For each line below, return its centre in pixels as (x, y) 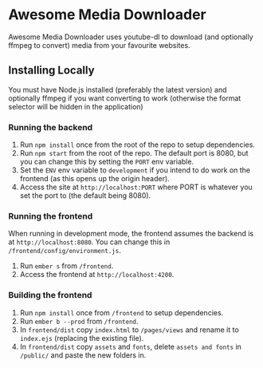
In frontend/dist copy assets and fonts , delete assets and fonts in (130, 346)
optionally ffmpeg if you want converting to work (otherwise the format (125, 98)
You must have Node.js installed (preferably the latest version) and (118, 89)
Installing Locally (51, 71)
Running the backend (51, 127)
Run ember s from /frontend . (67, 266)
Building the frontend (50, 295)
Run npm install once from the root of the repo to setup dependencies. (137, 144)
